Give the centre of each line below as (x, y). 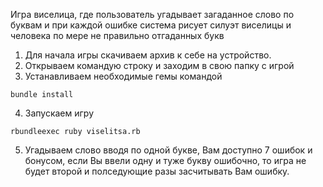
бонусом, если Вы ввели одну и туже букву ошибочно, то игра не (165, 160)
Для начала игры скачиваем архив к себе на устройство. (148, 55)
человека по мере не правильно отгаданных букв (117, 35)
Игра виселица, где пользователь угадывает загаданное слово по (152, 14)
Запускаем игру (59, 113)
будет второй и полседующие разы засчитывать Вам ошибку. (157, 171)
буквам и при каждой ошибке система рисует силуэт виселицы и (151, 25)
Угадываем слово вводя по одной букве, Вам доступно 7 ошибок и (168, 150)
